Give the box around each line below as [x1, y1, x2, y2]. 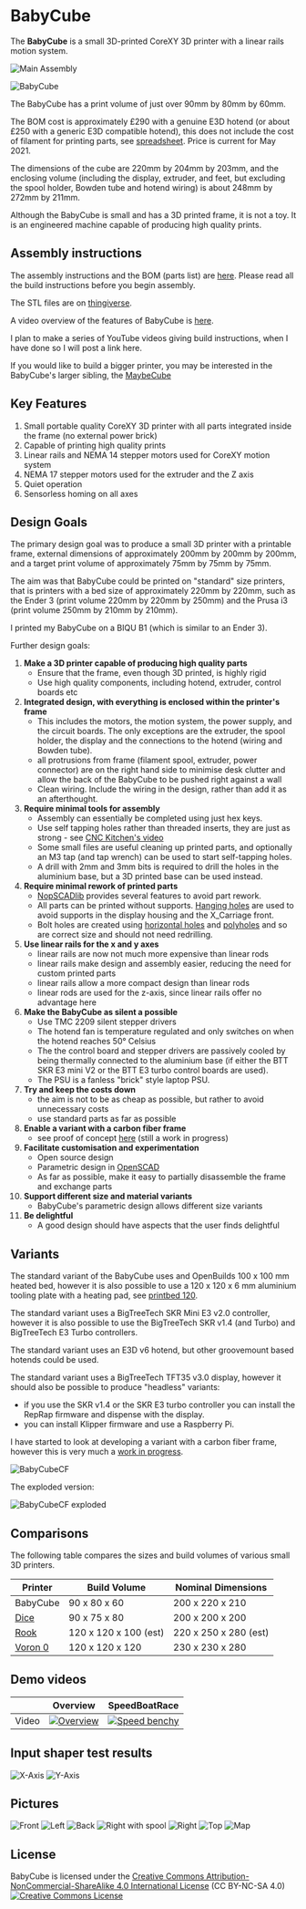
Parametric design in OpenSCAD [36, 1162, 160, 1173]
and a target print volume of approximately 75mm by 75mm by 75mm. [10, 558, 272, 569]
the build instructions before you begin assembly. [10, 279, 196, 290]
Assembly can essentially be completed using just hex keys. [36, 813, 263, 824]
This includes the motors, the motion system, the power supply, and [36, 716, 292, 727]
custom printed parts [36, 968, 117, 979]
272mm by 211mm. [10, 192, 81, 202]
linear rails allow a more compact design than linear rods [36, 978, 250, 989]
